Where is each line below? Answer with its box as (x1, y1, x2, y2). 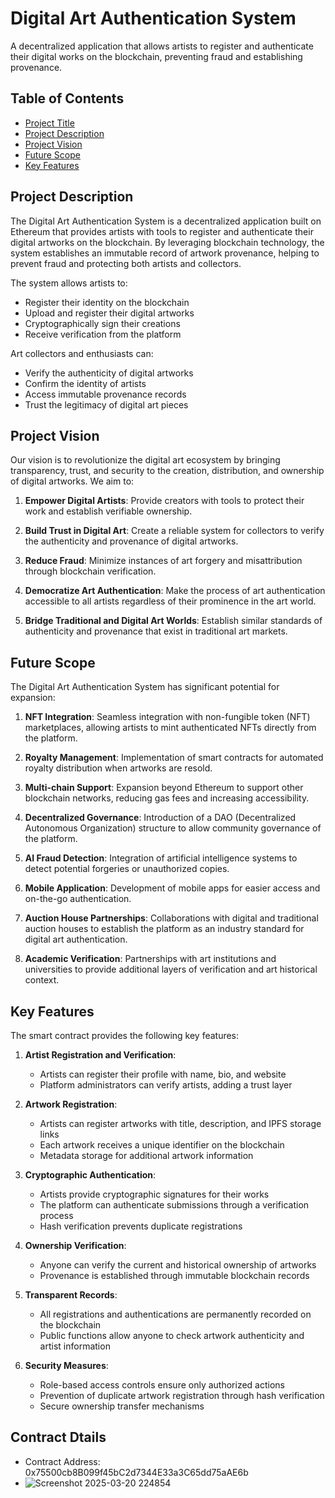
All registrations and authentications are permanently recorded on (39, 1308, 312, 1320)
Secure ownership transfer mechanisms (39, 1400, 205, 1412)
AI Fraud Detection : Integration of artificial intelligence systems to (24, 852, 298, 864)
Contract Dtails (10, 1429, 107, 1446)
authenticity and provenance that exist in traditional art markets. (24, 625, 288, 637)
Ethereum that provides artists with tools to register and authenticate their (10, 225, 314, 237)
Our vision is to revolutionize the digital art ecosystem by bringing (10, 454, 281, 466)
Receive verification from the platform (24, 328, 182, 340)
